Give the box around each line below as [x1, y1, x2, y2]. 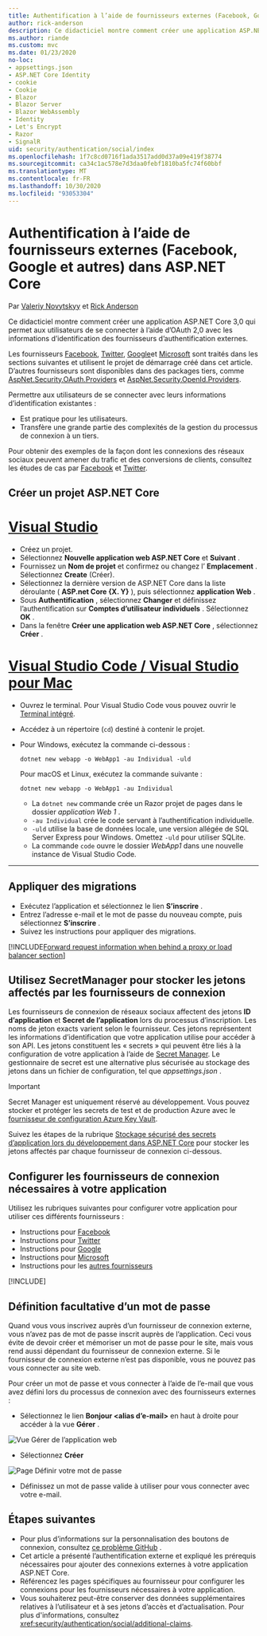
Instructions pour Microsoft [19, 1253, 110, 1262]
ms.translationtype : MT [8, 167, 87, 175]
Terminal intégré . [19, 709, 75, 718]
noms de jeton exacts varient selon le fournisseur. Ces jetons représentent [8, 1024, 252, 1033]
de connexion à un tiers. [19, 431, 99, 440]
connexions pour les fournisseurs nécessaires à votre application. [19, 1584, 236, 1595]
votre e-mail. [19, 1490, 62, 1500]
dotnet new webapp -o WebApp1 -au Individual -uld [19, 755, 192, 763]
